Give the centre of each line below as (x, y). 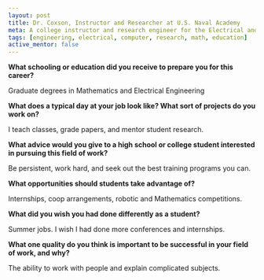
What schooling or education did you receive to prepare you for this (121, 67)
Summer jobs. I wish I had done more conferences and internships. (117, 230)
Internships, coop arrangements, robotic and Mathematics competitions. (125, 199)
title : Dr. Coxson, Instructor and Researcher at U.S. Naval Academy (125, 23)
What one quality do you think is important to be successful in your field (128, 245)
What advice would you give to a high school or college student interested (132, 145)
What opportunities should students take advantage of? (101, 184)
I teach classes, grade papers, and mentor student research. (106, 130)
